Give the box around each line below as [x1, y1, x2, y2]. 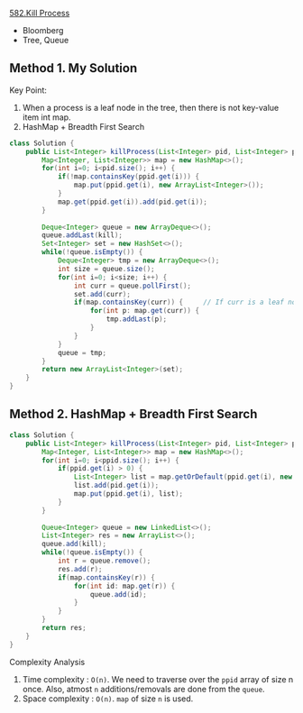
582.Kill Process [9, 8, 70, 18]
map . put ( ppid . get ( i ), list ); [73, 489, 183, 498]
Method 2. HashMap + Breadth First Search [9, 407, 258, 422]
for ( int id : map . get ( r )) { [73, 581, 176, 590]
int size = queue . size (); [57, 264, 155, 273]
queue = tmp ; [57, 348, 106, 357]
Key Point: [9, 85, 48, 96]
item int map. [22, 112, 71, 123]
